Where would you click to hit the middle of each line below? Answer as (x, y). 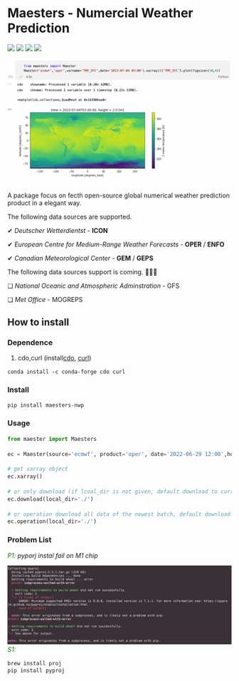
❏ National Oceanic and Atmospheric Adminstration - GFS (94, 286)
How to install (38, 322)
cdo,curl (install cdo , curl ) (54, 358)
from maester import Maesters (52, 439)
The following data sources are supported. (70, 217)
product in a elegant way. (44, 203)
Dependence (30, 342)
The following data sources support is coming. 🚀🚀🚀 (83, 272)
